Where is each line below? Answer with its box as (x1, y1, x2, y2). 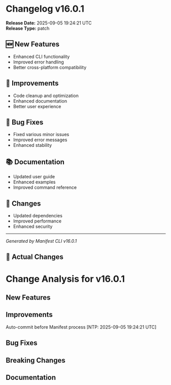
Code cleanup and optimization (13, 92, 79, 99)
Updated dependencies (13, 213, 63, 218)
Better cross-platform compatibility (13, 64, 87, 70)
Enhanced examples (13, 179, 56, 185)
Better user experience (13, 103, 61, 109)
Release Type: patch (6, 25, 50, 31)
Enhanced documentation (13, 98, 67, 104)
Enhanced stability (13, 142, 52, 148)
